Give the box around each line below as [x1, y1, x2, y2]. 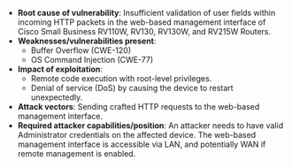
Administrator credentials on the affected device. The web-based [17, 130, 257, 140]
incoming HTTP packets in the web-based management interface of [17, 17, 266, 27]
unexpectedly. [30, 92, 83, 103]
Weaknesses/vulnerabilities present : [17, 35, 157, 46]
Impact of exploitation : [17, 64, 104, 74]
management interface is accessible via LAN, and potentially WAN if [17, 139, 266, 149]
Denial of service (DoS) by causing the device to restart [30, 83, 234, 93]
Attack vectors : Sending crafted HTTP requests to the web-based [17, 102, 260, 111]
